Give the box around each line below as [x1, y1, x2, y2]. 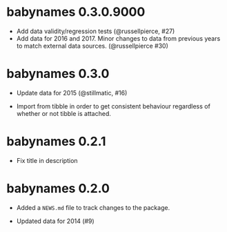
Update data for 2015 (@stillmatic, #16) [16, 88, 128, 97]
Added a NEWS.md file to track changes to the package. [16, 203, 170, 211]
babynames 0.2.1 [6, 134, 106, 149]
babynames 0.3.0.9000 [6, 4, 146, 20]
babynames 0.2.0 [6, 181, 110, 196]
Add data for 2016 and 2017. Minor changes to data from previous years [16, 34, 221, 42]
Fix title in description [16, 156, 78, 164]
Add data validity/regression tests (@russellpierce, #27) [16, 27, 175, 35]
